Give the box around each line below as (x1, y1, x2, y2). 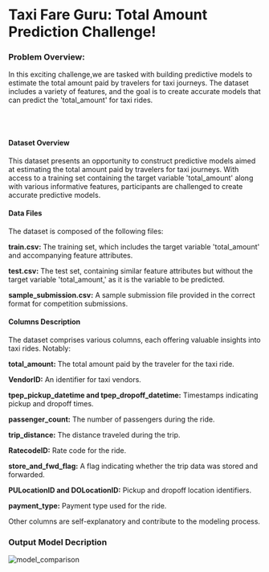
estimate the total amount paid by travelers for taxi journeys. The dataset (8, 78, 249, 88)
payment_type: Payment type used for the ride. (8, 501, 167, 511)
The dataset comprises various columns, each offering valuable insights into (8, 335, 261, 345)
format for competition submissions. (8, 298, 128, 308)
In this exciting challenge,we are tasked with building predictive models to (8, 70, 253, 80)
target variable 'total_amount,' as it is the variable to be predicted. (8, 274, 225, 284)
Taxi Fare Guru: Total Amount (8, 6, 208, 24)
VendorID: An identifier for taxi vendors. (8, 375, 142, 385)
